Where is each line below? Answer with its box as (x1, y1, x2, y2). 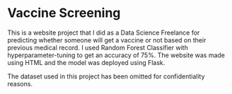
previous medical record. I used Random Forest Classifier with (7, 43, 189, 52)
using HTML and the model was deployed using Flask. (7, 58, 166, 66)
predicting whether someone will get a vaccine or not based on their (7, 35, 207, 44)
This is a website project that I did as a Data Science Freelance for (7, 28, 200, 37)
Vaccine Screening (7, 5, 121, 21)
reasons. (7, 79, 33, 88)
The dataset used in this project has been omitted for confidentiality (7, 72, 205, 81)
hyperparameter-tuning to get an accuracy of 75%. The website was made (7, 51, 225, 59)
